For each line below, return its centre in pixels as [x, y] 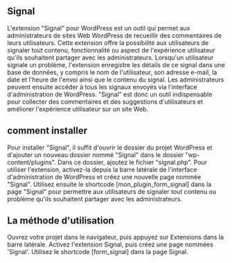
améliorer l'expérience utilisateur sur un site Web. [78, 109]
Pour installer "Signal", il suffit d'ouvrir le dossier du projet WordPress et [110, 147]
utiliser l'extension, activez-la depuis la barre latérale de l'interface [102, 170]
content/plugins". [32, 162]
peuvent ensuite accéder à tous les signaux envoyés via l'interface [102, 87]
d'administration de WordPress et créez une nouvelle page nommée [104, 176]
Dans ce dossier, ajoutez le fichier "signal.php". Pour [133, 162]
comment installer [47, 131]
